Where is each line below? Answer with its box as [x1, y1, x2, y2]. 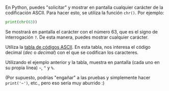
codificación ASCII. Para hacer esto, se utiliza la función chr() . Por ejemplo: [5, 10, 164, 16]
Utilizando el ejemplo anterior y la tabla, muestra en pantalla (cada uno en [5, 59, 160, 65]
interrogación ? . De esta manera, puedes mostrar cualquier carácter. [5, 34, 149, 40]
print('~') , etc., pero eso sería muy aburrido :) [5, 80, 105, 86]
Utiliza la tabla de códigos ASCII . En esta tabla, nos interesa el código [5, 44, 151, 50]
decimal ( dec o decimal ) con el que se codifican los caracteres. [5, 49, 139, 55]
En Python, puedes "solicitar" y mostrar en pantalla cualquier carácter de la [5, 5, 164, 10]
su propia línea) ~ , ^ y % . [5, 65, 55, 71]
